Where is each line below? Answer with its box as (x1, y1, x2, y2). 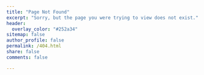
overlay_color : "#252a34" (12, 26, 78, 32)
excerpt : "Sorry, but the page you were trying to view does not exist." (6, 15, 199, 21)
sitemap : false (6, 32, 45, 38)
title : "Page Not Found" (6, 9, 70, 15)
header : (6, 20, 26, 26)
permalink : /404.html (6, 43, 62, 49)
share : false (6, 49, 40, 55)
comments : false (6, 54, 48, 60)
